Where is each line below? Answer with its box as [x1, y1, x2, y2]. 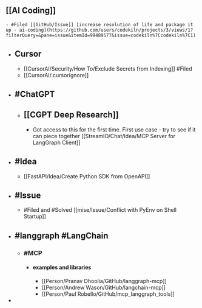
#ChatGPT [14, 89, 55, 100]
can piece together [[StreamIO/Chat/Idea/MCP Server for [32, 132, 176, 139]
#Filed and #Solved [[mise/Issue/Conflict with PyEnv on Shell [23, 206, 177, 214]
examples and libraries [32, 264, 92, 271]
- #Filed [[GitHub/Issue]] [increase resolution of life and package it [5, 21, 194, 27]
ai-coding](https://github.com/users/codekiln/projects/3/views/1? [19, 27, 194, 33]
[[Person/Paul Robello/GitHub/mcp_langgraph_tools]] [41, 290, 175, 298]
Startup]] [23, 213, 47, 220]
